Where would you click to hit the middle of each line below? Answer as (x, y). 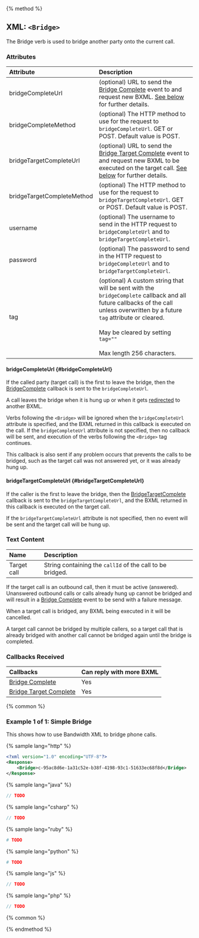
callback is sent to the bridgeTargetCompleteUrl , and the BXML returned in (97, 500)
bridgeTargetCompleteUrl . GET (141, 200)
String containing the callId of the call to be (105, 565)
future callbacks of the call (136, 303)
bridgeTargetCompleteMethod (51, 196)
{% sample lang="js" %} (36, 873)
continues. (19, 443)
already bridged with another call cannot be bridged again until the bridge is (99, 635)
